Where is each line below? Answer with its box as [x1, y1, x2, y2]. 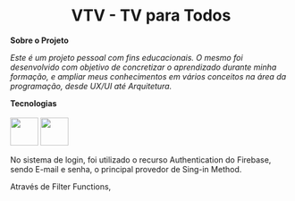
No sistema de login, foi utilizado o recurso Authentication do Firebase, [10, 154, 272, 165]
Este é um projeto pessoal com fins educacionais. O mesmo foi [10, 52, 244, 63]
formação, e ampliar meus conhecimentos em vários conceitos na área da [10, 71, 287, 81]
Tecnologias [10, 97, 57, 108]
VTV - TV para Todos [71, 5, 232, 26]
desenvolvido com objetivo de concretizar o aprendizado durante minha [10, 62, 277, 72]
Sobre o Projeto [10, 35, 70, 46]
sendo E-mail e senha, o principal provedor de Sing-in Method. [10, 163, 242, 174]
